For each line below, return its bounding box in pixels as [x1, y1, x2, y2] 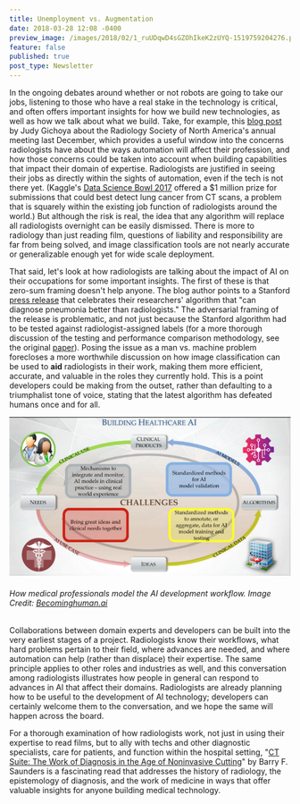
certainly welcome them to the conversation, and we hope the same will [9, 701, 274, 712]
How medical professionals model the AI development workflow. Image [9, 588, 271, 598]
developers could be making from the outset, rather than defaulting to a [9, 380, 272, 391]
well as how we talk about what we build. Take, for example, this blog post [9, 116, 282, 126]
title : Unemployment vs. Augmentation [9, 14, 154, 23]
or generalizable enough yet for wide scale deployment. [9, 249, 215, 259]
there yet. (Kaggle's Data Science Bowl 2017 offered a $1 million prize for [9, 182, 278, 192]
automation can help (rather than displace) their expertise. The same [9, 654, 262, 664]
